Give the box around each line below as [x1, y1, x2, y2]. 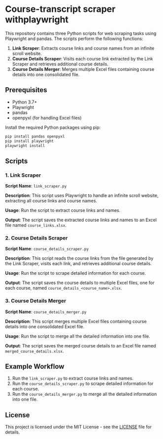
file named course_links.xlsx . [5, 222, 66, 228]
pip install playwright [5, 139, 54, 144]
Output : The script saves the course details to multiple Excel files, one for [5, 280, 155, 286]
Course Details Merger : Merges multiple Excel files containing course [12, 66, 155, 72]
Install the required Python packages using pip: [5, 124, 101, 130]
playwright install [5, 143, 45, 148]
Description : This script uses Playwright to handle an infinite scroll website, [5, 193, 159, 198]
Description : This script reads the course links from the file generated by [5, 255, 154, 261]
